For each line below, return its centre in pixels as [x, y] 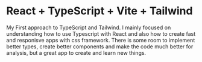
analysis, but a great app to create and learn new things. [76, 52]
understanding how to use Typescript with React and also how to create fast [101, 33]
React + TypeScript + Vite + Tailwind [99, 11]
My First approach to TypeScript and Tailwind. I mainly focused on [89, 27]
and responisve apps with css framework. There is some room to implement [101, 40]
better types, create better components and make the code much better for [100, 46]
